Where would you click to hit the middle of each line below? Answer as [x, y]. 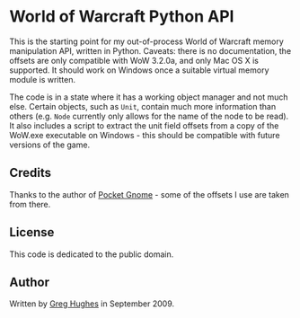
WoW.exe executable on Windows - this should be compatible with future [145, 135]
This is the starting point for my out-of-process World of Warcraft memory [147, 41]
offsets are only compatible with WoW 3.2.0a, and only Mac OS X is [134, 60]
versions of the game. [50, 145]
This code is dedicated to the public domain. [92, 254]
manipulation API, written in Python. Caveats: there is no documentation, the [150, 50]
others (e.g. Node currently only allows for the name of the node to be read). [149, 116]
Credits [31, 173]
